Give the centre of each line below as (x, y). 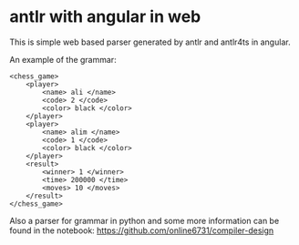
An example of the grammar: (63, 59)
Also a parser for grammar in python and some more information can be (144, 220)
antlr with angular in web (105, 17)
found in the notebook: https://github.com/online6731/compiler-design (142, 230)
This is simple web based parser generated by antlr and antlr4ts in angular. (150, 42)
